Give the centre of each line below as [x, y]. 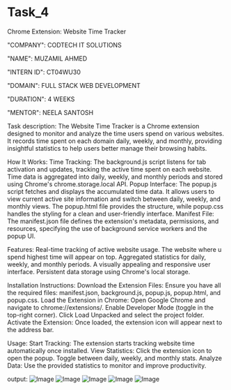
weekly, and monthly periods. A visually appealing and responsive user [109, 264]
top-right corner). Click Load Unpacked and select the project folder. [106, 315]
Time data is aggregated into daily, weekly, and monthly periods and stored [115, 177]
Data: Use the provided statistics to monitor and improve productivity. [107, 365]
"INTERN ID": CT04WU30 [44, 72]
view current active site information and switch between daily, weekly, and [114, 199]
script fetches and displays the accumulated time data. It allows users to [111, 191]
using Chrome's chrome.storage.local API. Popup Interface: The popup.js [112, 184]
